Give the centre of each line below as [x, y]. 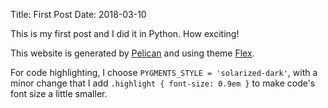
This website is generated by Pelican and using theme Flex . [132, 53]
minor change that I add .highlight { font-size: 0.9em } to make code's [163, 83]
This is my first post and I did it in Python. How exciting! [125, 33]
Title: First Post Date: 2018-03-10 [78, 14]
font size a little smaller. [59, 93]
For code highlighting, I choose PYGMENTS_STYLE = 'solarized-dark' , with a [164, 72]
